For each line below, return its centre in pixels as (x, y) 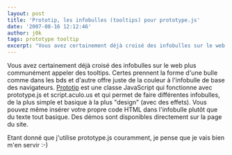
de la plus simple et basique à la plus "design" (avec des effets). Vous (107, 102)
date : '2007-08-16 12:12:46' (49, 26)
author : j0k (24, 33)
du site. (18, 124)
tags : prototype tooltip (43, 39)
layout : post (26, 13)
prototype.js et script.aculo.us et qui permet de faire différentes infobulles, (114, 95)
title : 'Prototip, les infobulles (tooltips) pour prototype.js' (103, 20)
